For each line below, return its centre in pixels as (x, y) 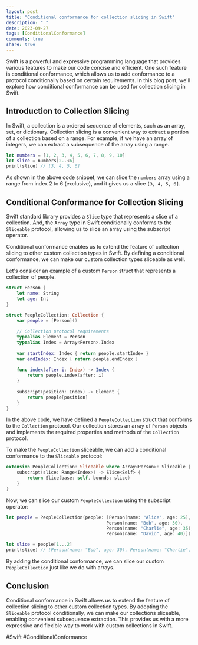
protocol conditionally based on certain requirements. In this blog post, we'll (98, 80)
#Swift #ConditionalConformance (47, 637)
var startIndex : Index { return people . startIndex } (83, 353)
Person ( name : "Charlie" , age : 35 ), (150, 528)
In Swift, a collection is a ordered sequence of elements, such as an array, (96, 125)
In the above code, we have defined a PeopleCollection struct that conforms (99, 419)
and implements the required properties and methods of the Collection (93, 432)
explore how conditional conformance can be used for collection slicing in (96, 86)
